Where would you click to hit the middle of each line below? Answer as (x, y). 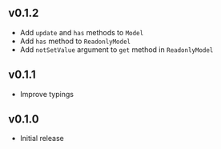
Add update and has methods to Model (82, 32)
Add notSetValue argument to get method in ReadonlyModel (117, 49)
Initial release (42, 139)
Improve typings (47, 94)
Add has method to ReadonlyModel (75, 41)
